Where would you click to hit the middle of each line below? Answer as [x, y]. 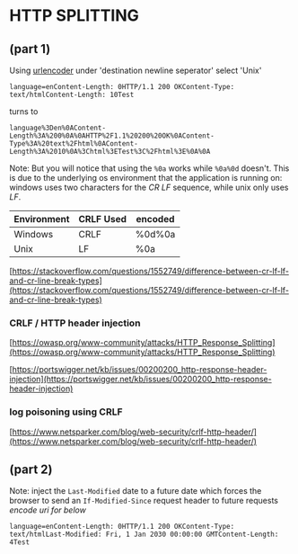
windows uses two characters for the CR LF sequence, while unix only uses [149, 187]
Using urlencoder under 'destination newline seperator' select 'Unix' [136, 70]
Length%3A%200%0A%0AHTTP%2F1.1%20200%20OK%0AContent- [112, 136]
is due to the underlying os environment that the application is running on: [146, 178]
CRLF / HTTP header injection [75, 323]
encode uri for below [48, 510]
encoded [155, 219]
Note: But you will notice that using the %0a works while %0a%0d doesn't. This [149, 168]
